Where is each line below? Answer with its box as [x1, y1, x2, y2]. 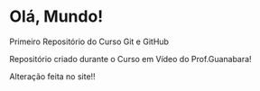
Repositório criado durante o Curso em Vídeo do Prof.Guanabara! [9, 53, 252, 64]
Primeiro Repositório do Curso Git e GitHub [9, 36, 170, 47]
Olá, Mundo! [9, 6, 104, 27]
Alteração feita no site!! [9, 70, 97, 82]
